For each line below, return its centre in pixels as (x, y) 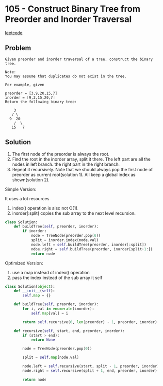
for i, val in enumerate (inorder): (58, 309)
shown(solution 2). (31, 180)
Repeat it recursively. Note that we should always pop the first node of (82, 169)
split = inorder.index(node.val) (65, 240)
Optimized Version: (24, 263)
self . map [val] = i (49, 313)
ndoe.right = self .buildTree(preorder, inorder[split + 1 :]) (92, 249)
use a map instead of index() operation (51, 272)
